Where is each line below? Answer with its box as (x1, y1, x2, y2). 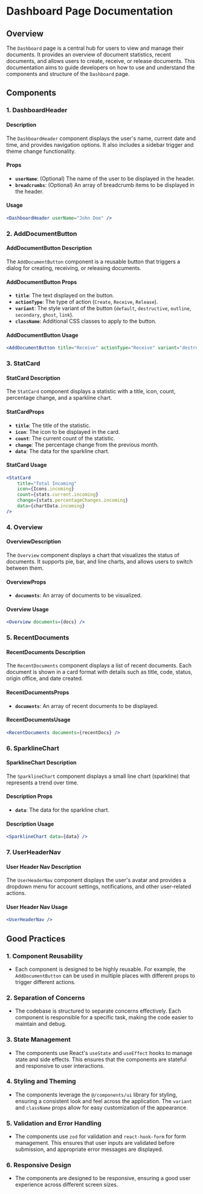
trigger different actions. (14, 978, 76, 985)
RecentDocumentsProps (6, 689, 69, 696)
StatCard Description (6, 374, 60, 382)
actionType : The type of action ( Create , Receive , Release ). (14, 298, 158, 306)
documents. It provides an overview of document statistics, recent (6, 51, 172, 58)
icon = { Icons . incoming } (17, 486, 74, 492)
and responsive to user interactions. (14, 1062, 105, 1069)
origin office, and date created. (6, 675, 83, 682)
